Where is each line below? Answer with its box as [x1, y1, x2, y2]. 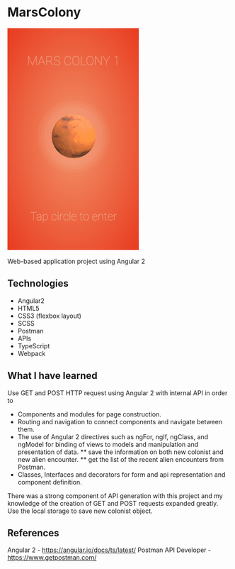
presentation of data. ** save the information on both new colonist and [17, 448, 224, 456]
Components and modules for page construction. [17, 409, 161, 419]
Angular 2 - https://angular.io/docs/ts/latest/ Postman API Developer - [7, 546, 212, 554]
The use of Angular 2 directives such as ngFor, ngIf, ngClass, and [17, 432, 209, 441]
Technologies [7, 277, 69, 289]
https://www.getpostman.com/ [7, 553, 97, 562]
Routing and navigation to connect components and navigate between [17, 417, 223, 426]
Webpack [17, 349, 46, 358]
